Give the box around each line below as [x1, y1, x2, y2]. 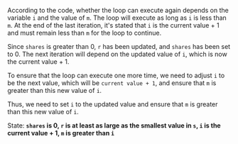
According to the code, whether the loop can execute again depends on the [7, 6, 229, 14]
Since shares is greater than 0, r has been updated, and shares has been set [7, 43, 231, 50]
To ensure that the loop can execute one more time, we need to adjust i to [7, 71, 225, 79]
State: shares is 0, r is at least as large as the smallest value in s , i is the [7, 121, 222, 130]
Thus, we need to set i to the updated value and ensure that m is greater [7, 100, 218, 109]
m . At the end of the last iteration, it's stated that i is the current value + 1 [7, 21, 220, 29]
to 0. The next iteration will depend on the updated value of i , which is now [7, 50, 227, 58]
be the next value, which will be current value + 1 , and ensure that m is [7, 79, 217, 87]
